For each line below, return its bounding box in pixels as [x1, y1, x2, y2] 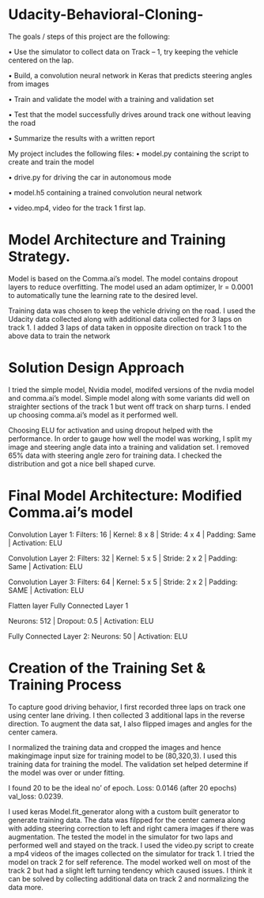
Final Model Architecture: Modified [8, 487, 243, 504]
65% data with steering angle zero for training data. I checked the [8, 451, 223, 460]
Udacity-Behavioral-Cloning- [8, 6, 204, 24]
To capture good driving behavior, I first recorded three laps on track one [8, 702, 247, 711]
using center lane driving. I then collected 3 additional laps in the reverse [8, 710, 245, 720]
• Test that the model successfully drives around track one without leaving [8, 109, 251, 119]
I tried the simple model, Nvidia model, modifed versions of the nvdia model [8, 385, 255, 394]
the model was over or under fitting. [8, 768, 125, 777]
